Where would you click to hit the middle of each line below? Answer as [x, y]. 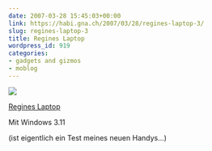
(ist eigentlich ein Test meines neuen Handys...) [88, 137]
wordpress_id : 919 [39, 46]
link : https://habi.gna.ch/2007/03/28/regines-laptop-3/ [106, 23]
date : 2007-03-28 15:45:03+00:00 [65, 16]
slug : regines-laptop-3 [49, 31]
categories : [28, 53]
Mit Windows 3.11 [37, 122]
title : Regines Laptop [47, 38]
